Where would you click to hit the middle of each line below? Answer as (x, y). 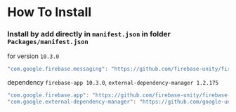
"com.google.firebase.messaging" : (58, 69)
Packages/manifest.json (48, 42)
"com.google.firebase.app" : (48, 95)
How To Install (50, 12)
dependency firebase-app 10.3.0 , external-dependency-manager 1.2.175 (113, 83)
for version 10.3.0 (33, 56)
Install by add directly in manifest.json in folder (89, 34)
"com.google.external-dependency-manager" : (72, 102)
